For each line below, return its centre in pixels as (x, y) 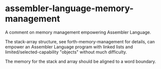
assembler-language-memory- (70, 9)
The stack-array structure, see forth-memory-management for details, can (80, 41)
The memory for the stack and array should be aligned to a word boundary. (80, 61)
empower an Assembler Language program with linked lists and (69, 47)
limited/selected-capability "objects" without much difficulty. (66, 52)
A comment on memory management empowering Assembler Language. (78, 32)
